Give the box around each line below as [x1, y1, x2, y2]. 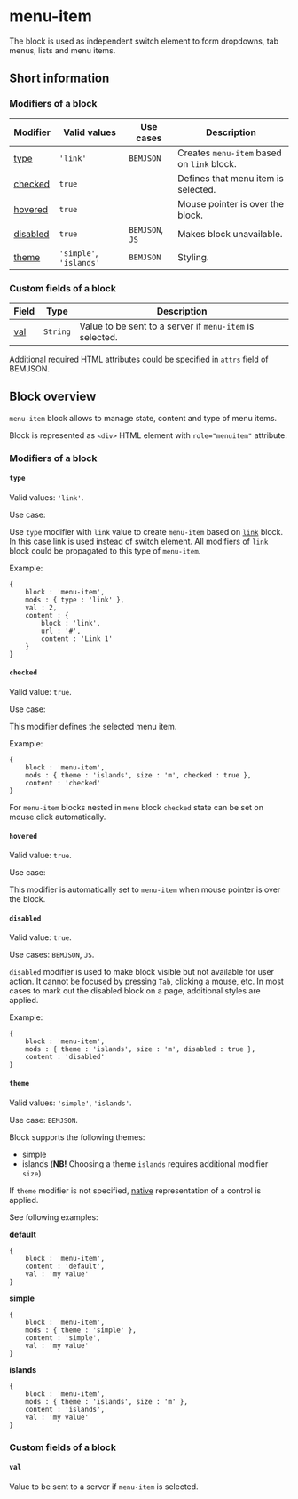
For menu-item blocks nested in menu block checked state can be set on [9, 802, 264, 813]
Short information [9, 71, 110, 86]
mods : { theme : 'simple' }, [25, 1326, 137, 1335]
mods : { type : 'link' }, [25, 595, 125, 604]
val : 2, [25, 602, 58, 612]
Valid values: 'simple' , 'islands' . [9, 1097, 132, 1108]
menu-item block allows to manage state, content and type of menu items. [9, 412, 278, 423]
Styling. [176, 251, 209, 263]
